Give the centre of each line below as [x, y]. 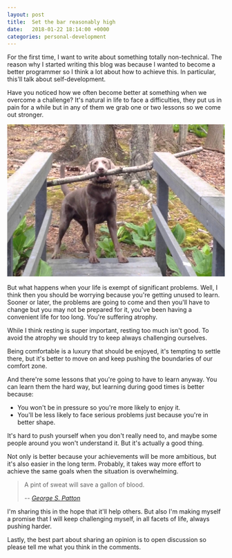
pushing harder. [30, 526]
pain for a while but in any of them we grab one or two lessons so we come [114, 107]
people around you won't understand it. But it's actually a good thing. [106, 443]
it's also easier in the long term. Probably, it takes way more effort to [104, 464]
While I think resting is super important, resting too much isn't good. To [108, 331]
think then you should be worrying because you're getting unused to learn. [114, 295]
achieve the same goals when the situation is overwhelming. [93, 471]
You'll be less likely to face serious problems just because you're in [113, 415]
